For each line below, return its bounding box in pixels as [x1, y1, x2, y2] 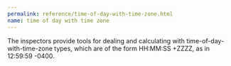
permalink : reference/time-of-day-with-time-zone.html [7, 10, 173, 18]
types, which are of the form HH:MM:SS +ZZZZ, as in [54, 44, 210, 53]
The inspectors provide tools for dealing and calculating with [7, 36, 185, 45]
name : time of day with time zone [7, 17, 110, 24]
